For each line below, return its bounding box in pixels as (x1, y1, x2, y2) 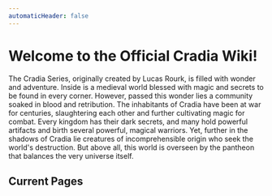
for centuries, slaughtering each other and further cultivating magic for (8, 108, 245, 117)
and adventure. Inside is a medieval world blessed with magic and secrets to (8, 82, 264, 92)
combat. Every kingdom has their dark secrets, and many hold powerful (8, 117, 248, 126)
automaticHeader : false (8, 11, 89, 20)
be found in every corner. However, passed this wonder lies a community (8, 91, 253, 100)
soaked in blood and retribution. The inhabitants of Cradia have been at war (8, 99, 261, 109)
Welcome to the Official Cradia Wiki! (8, 46, 258, 65)
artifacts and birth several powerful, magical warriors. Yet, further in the (8, 125, 248, 134)
